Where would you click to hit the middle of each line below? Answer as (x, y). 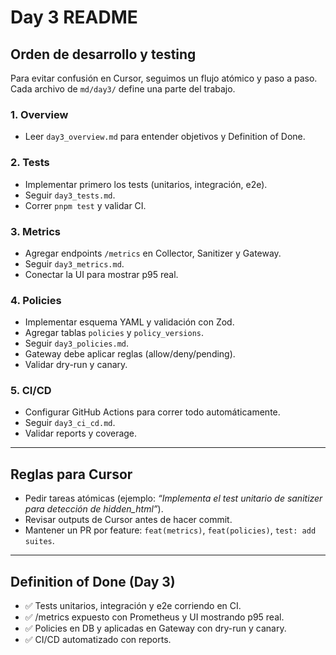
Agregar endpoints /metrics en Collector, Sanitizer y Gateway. (153, 253)
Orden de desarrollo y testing (103, 54)
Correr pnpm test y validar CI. (85, 205)
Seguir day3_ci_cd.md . (70, 423)
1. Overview (39, 114)
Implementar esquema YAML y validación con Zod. (129, 322)
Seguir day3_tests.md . (70, 195)
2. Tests (30, 163)
